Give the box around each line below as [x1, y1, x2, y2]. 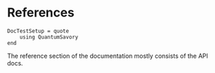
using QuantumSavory [19, 33, 79, 41]
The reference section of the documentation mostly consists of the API [7, 52, 209, 60]
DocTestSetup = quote [7, 28, 70, 34]
